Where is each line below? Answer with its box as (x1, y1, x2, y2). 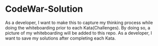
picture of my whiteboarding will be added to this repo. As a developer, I (5, 30, 152, 36)
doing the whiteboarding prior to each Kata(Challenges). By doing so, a (5, 24, 151, 30)
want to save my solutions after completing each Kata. (5, 35, 116, 41)
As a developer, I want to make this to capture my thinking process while (5, 20, 153, 25)
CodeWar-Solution (5, 3, 83, 15)
